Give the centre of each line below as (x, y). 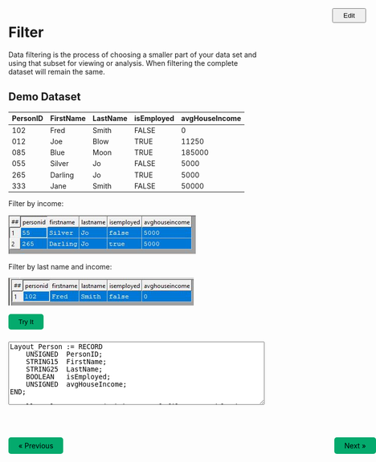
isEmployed (154, 119)
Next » (355, 446)
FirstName (68, 119)
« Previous (36, 446)
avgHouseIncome (211, 119)
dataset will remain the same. (57, 71)
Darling (62, 175)
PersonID (28, 119)
